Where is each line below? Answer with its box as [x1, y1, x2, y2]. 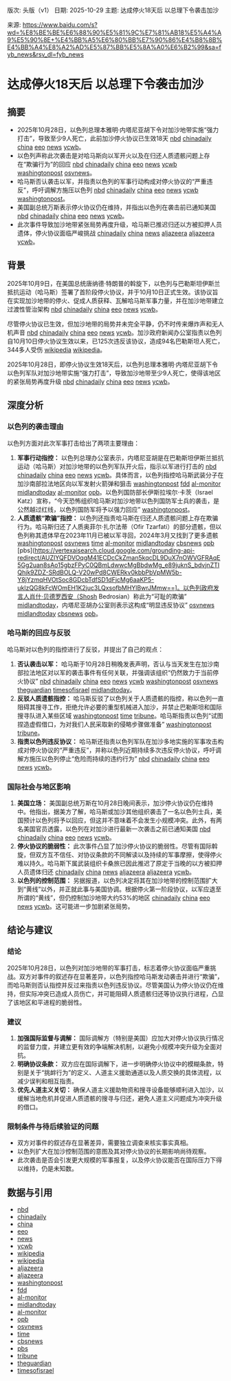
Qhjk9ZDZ [16, 568, 46, 577]
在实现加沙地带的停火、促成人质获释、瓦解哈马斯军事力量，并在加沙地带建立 [7, 296, 224, 304]
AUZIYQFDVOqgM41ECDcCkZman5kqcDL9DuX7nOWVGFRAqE [41, 553, 221, 561]
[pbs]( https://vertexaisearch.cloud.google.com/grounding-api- [16, 546, 195, 554]
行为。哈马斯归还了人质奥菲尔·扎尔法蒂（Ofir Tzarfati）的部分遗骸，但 [16, 522, 216, 530]
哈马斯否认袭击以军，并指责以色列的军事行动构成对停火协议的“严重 [16, 178, 207, 185]
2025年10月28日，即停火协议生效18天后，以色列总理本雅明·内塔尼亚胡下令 [7, 360, 219, 368]
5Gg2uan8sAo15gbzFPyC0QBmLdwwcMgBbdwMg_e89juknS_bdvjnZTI [16, 561, 220, 569]
